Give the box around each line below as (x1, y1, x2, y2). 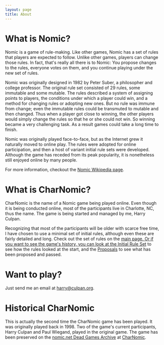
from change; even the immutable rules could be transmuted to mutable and (5, 106, 159, 112)
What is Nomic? (5, 33, 71, 44)
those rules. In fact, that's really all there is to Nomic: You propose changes (5, 60, 157, 65)
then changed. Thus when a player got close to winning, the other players (5, 111, 154, 117)
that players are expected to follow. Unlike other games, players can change (5, 55, 158, 61)
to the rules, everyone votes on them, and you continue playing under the (5, 65, 153, 71)
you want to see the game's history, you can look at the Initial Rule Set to (5, 241, 152, 247)
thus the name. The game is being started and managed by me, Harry (5, 211, 146, 217)
